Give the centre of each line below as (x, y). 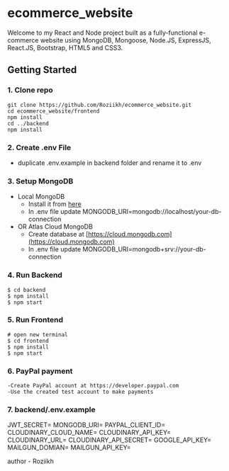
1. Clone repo (30, 90)
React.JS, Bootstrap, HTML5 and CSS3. (65, 47)
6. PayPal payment (40, 371)
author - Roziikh (31, 461)
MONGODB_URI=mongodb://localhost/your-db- (152, 212)
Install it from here (55, 204)
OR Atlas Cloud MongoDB (55, 227)
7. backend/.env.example (51, 410)
